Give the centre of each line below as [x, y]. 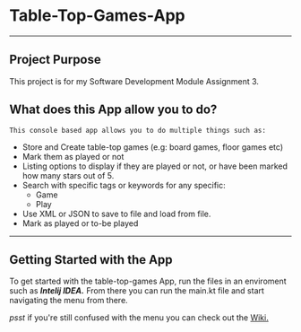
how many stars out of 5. [68, 175]
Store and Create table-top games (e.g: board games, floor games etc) [153, 147]
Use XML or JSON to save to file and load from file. [116, 214]
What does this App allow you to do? [113, 110]
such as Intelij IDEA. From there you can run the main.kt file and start [137, 291]
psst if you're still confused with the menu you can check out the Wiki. [139, 318]
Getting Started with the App [91, 260]
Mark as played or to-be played [80, 223]
